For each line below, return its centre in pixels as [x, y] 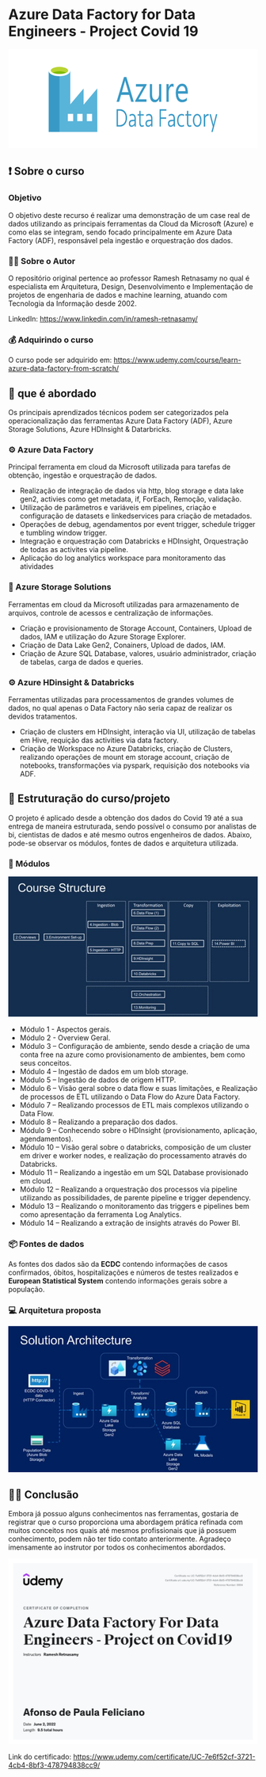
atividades [36, 566]
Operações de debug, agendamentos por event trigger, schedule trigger [137, 524]
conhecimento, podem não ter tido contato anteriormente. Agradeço [120, 1539]
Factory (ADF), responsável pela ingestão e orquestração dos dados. [121, 240]
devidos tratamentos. [43, 716]
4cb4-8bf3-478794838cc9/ [54, 1765]
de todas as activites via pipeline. [74, 550]
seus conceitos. [46, 1062]
